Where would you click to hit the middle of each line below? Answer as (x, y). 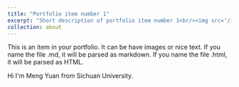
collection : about (34, 27)
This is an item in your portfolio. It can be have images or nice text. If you (114, 47)
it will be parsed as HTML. (46, 62)
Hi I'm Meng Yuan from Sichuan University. (70, 76)
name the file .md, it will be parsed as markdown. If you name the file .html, (117, 54)
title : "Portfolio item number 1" (59, 14)
